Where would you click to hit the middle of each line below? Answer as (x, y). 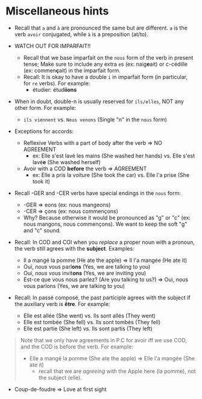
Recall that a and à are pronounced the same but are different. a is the (101, 28)
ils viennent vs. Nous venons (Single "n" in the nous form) (95, 120)
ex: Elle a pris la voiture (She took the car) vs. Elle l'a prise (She (111, 175)
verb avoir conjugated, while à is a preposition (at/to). (81, 34)
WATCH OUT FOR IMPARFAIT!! (52, 46)
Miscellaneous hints (57, 11)
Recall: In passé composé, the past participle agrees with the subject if (102, 298)
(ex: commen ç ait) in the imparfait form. (72, 70)
